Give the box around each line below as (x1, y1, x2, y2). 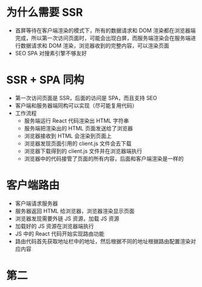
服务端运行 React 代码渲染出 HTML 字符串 (24, 116, 129, 124)
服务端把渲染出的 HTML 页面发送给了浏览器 (24, 124, 133, 132)
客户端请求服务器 (15, 200, 58, 207)
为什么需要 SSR (6, 5, 83, 19)
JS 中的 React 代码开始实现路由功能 (15, 230, 105, 237)
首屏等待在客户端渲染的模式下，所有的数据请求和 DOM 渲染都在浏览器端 (15, 27, 196, 34)
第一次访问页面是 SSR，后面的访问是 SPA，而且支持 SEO (15, 94, 158, 101)
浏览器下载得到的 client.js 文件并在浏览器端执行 (24, 147, 143, 155)
